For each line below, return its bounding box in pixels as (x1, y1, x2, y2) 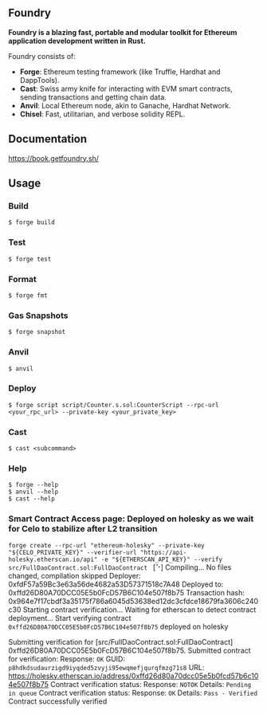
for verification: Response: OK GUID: (8, 653, 126, 664)
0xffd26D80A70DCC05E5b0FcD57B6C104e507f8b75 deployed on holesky (8, 622, 229, 631)
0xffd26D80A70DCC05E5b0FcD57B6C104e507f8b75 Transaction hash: (8, 587, 245, 597)
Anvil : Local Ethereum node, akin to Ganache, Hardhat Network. (19, 100, 231, 110)
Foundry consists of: (8, 51, 76, 61)
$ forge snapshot (8, 328, 66, 336)
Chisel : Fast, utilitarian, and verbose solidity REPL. (19, 109, 186, 119)
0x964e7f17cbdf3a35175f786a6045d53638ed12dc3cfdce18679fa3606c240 (8, 596, 259, 606)
